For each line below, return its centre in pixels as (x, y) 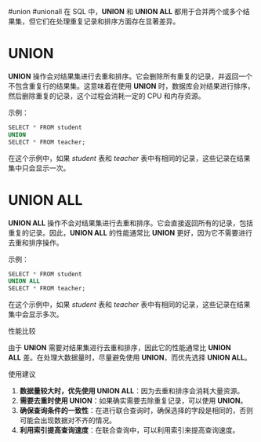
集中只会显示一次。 (39, 168)
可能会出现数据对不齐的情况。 (67, 420)
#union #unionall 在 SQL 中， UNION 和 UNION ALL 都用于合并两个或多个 (125, 11)
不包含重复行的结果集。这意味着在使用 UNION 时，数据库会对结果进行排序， (131, 86)
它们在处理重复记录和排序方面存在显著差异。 (107, 21)
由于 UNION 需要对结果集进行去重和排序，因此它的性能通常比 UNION (120, 348)
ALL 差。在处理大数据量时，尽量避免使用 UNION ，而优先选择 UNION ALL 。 (130, 358)
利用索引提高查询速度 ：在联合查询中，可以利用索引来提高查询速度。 (129, 430)
